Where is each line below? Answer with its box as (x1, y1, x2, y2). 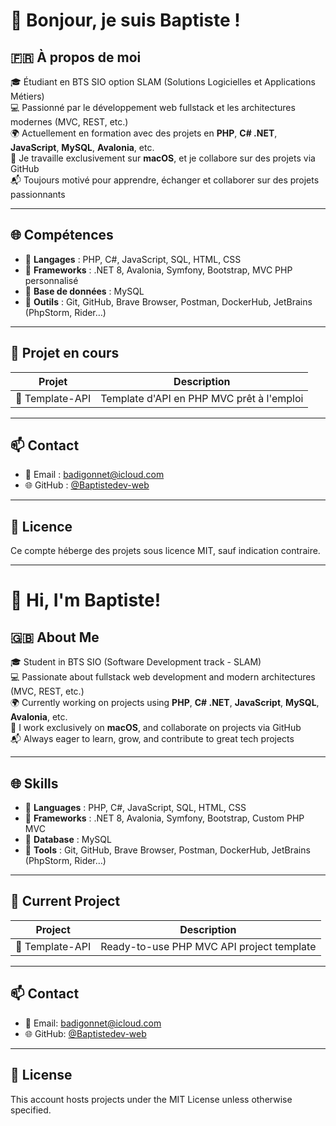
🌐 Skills (10, 775, 59, 792)
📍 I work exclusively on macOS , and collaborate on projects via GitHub (10, 722, 302, 734)
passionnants (10, 189, 66, 200)
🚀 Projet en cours (10, 345, 120, 362)
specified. (10, 1104, 52, 1116)
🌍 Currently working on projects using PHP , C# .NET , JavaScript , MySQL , (10, 697, 320, 709)
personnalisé (24, 274, 79, 286)
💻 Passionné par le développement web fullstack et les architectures (10, 102, 296, 113)
